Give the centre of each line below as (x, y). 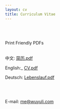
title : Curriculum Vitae (30, 14)
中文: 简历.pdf (19, 58)
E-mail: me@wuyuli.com (30, 101)
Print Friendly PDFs (24, 43)
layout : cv (16, 10)
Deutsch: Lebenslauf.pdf (30, 77)
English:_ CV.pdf (21, 68)
